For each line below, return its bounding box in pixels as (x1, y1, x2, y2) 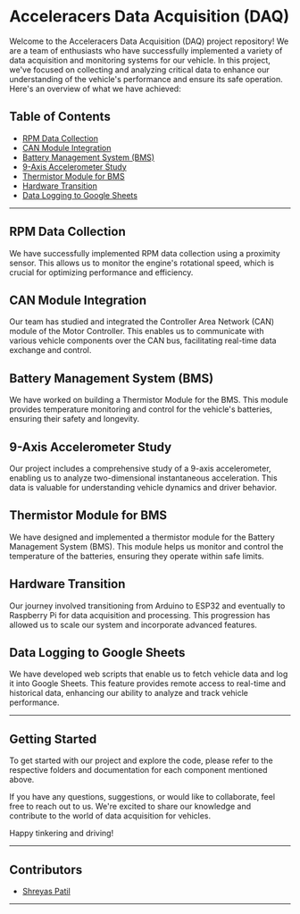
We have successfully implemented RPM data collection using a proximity (9, 247, 281, 258)
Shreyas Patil (21, 886, 71, 897)
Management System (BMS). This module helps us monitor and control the (9, 541, 284, 551)
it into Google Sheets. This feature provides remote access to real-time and (9, 678, 287, 689)
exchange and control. (9, 345, 92, 356)
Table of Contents (9, 109, 112, 124)
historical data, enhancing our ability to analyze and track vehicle (9, 688, 248, 699)
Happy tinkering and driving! (9, 828, 114, 839)
